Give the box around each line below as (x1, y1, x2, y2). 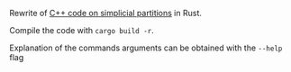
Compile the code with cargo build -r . (9, 25, 155, 35)
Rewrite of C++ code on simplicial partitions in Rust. (9, 8, 203, 18)
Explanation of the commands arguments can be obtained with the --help (9, 42, 283, 53)
